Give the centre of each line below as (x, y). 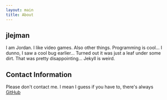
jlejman (18, 35)
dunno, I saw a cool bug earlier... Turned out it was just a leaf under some (83, 53)
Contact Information (39, 74)
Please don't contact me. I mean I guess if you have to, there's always (80, 87)
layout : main (20, 10)
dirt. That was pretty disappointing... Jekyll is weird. (60, 59)
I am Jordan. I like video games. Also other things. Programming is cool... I (84, 48)
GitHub (13, 92)
